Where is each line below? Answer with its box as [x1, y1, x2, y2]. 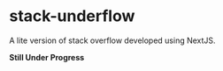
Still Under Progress [9, 52, 85, 62]
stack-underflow [9, 6, 135, 26]
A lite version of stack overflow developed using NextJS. [9, 35, 216, 46]
